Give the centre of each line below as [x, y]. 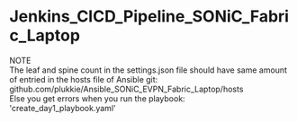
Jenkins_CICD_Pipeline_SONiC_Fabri [149, 17]
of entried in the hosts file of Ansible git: [84, 79]
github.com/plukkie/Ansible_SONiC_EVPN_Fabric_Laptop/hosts [126, 89]
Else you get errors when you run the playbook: [98, 98]
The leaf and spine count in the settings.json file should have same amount [148, 70]
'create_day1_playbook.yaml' [63, 108]
